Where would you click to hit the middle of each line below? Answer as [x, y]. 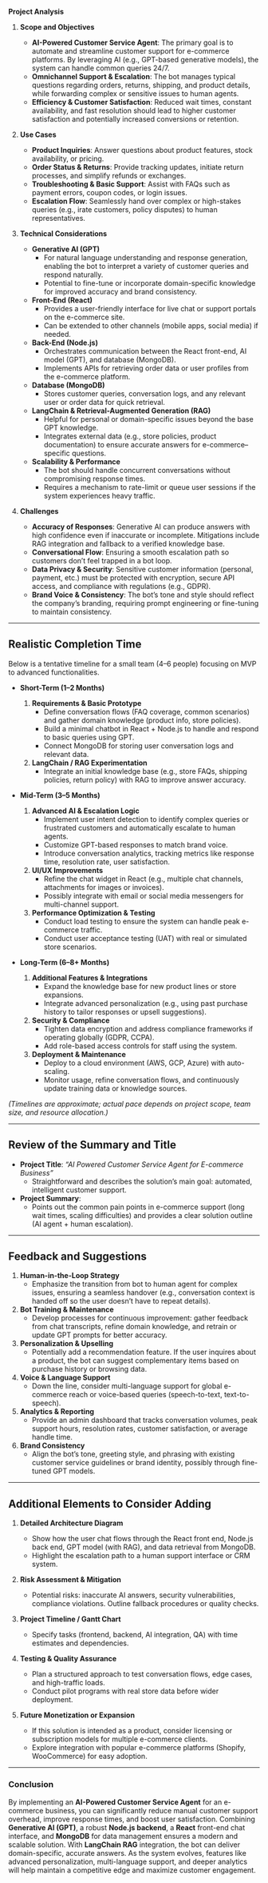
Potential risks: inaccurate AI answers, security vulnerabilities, [134, 1595]
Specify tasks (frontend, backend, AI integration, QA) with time [134, 1635]
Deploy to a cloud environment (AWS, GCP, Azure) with [134, 1063]
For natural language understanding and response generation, [146, 258]
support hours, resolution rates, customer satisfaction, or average [140, 1428]
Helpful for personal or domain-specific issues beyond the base [148, 419]
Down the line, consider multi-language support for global [127, 1386]
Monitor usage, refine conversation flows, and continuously [141, 1080]
